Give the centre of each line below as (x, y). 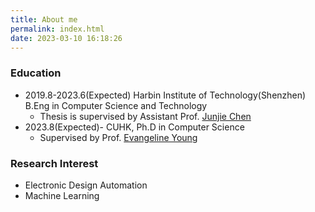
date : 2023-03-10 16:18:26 (66, 38)
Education (36, 73)
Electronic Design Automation (86, 185)
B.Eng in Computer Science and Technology (116, 105)
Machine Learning (62, 195)
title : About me (44, 19)
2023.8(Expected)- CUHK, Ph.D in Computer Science (134, 127)
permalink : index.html (57, 29)
